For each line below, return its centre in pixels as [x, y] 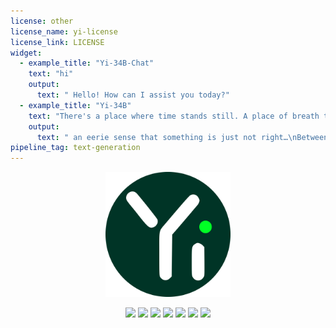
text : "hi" [51, 74]
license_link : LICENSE [57, 42]
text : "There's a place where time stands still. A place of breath [174, 116]
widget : [26, 53]
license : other [42, 21]
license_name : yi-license [64, 31]
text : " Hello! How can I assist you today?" [133, 95]
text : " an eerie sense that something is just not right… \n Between [182, 137]
